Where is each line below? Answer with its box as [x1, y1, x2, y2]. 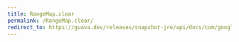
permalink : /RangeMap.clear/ [7, 17, 94, 24]
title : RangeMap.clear [7, 10, 75, 18]
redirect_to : [7, 23, 46, 31]
